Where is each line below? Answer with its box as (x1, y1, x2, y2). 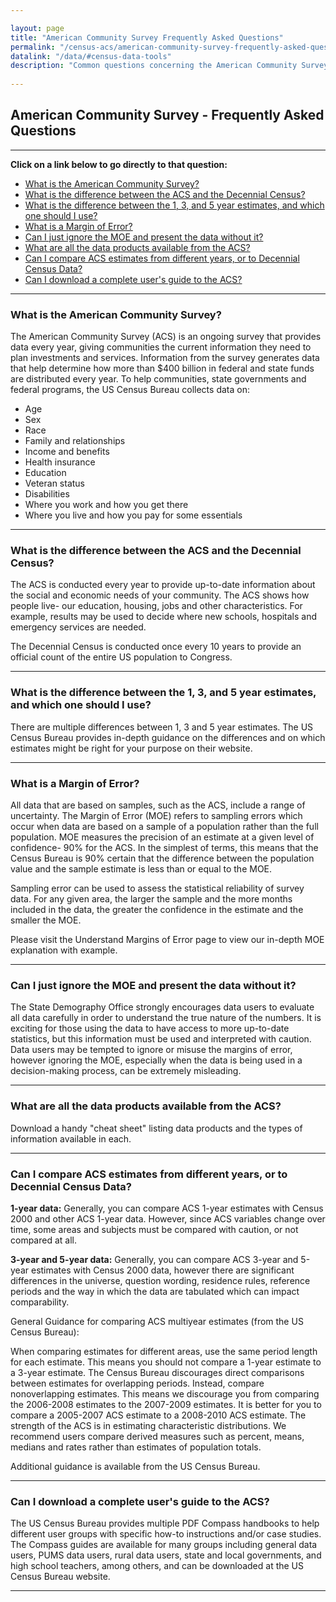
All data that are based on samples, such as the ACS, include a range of (10, 799, 306, 811)
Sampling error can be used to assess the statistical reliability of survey (10, 882, 305, 894)
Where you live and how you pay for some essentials (24, 509, 243, 521)
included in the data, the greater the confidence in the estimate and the (10, 904, 304, 915)
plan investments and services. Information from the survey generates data (10, 352, 320, 364)
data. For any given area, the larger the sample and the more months (10, 893, 293, 905)
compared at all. (10, 1234, 77, 1246)
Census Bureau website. (10, 1571, 111, 1583)
